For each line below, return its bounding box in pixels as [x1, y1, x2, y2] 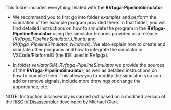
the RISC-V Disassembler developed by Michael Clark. [5, 99, 120, 105]
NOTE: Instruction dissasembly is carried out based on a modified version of [5, 94, 166, 99]
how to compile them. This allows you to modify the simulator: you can [12, 73, 162, 78]
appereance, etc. [12, 84, 49, 90]
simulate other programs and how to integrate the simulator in [12, 47, 143, 52]
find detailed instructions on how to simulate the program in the [12, 25, 146, 31]
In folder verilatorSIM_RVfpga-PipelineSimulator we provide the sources [12, 62, 165, 68]
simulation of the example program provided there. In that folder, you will [12, 20, 166, 25]
